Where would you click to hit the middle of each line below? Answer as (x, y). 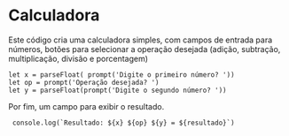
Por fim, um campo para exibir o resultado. (86, 106)
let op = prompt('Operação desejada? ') (84, 82)
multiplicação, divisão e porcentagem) (78, 58)
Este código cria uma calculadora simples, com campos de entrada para (141, 40)
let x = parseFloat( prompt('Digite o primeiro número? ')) (122, 75)
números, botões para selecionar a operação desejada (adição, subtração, (144, 49)
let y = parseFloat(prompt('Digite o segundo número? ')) (117, 90)
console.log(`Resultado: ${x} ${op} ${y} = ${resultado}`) (124, 123)
